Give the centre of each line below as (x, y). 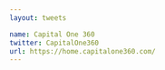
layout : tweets (38, 18)
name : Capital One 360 (52, 34)
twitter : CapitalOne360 (54, 43)
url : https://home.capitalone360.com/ (82, 51)
